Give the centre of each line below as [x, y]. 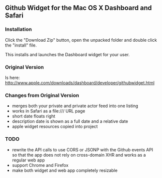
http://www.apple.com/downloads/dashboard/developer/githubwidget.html [80, 82]
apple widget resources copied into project [55, 127]
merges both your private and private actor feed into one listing [75, 106]
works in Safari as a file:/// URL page [49, 111]
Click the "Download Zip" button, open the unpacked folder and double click [81, 40]
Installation [19, 30]
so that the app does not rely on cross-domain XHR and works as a [79, 155]
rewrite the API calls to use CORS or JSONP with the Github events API [82, 149]
